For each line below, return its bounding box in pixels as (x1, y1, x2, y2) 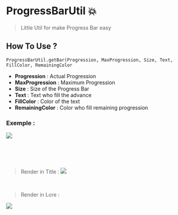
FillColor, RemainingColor (6, 62, 73, 68)
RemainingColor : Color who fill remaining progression (14, 104, 148, 111)
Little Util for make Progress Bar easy (20, 24, 111, 31)
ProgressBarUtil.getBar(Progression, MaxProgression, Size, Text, (6, 57, 173, 63)
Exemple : (6, 118, 35, 127)
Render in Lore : (20, 191, 60, 198)
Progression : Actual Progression (14, 72, 96, 79)
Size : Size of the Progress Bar (14, 85, 90, 92)
